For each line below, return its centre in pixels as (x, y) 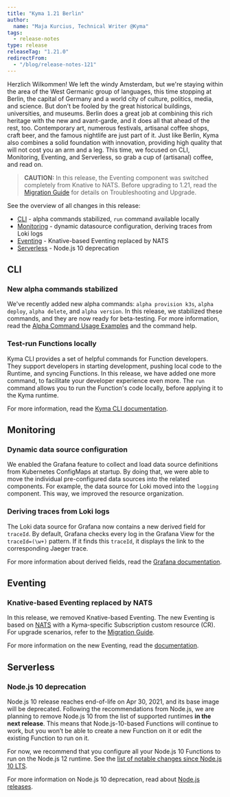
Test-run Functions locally (52, 344)
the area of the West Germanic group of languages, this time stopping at (109, 91)
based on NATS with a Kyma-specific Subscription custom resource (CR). (111, 625)
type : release (27, 45)
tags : (15, 33)
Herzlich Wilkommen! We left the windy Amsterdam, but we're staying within (115, 84)
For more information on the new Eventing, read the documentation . (103, 645)
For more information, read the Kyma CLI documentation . (88, 408)
